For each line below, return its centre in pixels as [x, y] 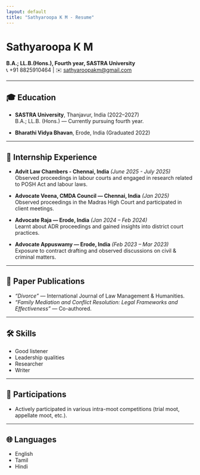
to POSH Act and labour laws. [51, 184]
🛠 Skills [21, 334]
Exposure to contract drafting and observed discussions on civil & [96, 251]
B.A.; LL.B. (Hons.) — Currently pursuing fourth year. [79, 121]
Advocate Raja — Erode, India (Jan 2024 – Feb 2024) [81, 220]
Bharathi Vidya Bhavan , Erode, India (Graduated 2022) [82, 133]
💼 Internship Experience [51, 157]
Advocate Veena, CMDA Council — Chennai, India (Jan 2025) [92, 196]
